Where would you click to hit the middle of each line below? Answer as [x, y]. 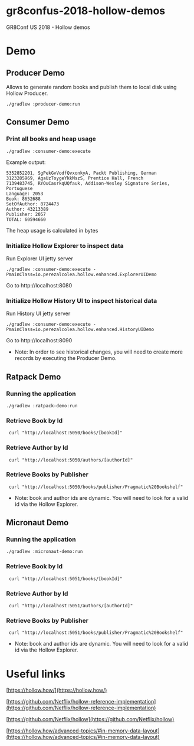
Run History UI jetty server [38, 313]
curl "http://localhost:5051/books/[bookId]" [65, 579]
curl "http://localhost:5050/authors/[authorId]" [71, 460]
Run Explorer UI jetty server [40, 259]
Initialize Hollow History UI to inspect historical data [82, 300]
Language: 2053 [25, 194]
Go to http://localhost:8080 [39, 285]
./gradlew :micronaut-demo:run [45, 552]
